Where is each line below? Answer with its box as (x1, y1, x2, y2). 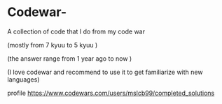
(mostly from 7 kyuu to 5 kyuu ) (7, 40, 98, 49)
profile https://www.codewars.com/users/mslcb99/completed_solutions (7, 89, 215, 97)
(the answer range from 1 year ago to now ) (7, 54, 132, 63)
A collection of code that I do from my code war (7, 27, 146, 36)
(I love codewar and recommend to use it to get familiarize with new (7, 68, 203, 76)
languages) (7, 75, 40, 84)
